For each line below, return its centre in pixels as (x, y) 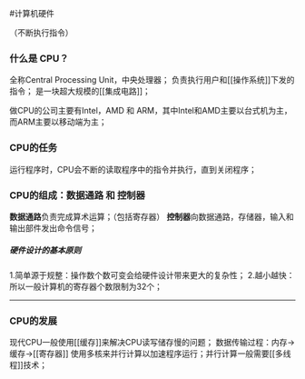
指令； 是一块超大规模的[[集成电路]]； (80, 91)
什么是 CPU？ (39, 58)
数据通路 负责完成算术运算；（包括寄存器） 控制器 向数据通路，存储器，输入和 (152, 216)
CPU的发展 (33, 321)
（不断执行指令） (41, 33)
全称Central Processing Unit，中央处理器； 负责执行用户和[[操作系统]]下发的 (152, 80)
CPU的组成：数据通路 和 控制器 (77, 195)
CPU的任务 (33, 148)
